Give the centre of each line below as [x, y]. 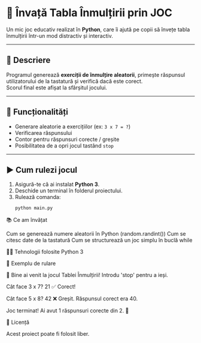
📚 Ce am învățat [27, 220]
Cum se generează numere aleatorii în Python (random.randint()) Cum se [96, 234]
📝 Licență [18, 322]
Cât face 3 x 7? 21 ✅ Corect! [41, 287]
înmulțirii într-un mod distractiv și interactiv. [60, 35]
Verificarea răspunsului [43, 133]
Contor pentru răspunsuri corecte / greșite [67, 139]
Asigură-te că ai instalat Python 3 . [57, 184]
